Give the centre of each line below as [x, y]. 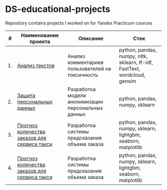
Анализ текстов [36, 65]
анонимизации [85, 102]
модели [77, 95]
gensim [128, 81]
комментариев [85, 62]
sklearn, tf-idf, [136, 62]
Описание [91, 38]
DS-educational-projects [58, 9]
